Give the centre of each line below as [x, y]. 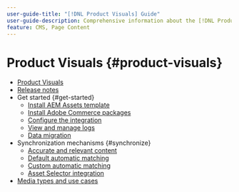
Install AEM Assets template [68, 105]
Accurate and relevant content [72, 151]
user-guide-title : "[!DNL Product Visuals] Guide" [83, 14]
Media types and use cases [57, 181]
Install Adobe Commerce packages [79, 113]
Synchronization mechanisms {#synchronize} [84, 143]
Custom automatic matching [69, 166]
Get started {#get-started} [56, 98]
